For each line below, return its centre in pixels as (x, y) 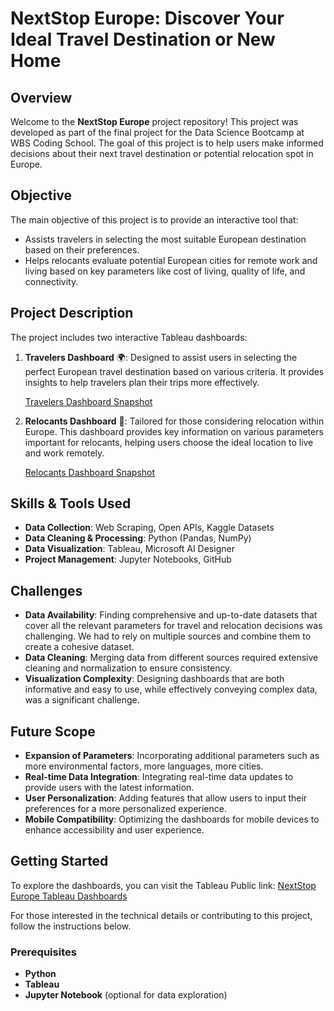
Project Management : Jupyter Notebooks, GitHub (128, 559)
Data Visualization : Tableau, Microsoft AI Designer (129, 549)
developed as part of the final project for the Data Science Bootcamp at (157, 132)
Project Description (72, 313)
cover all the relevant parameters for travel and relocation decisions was (173, 626)
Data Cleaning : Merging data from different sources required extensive (171, 658)
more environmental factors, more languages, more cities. (144, 766)
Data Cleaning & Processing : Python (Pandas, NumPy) (138, 538)
